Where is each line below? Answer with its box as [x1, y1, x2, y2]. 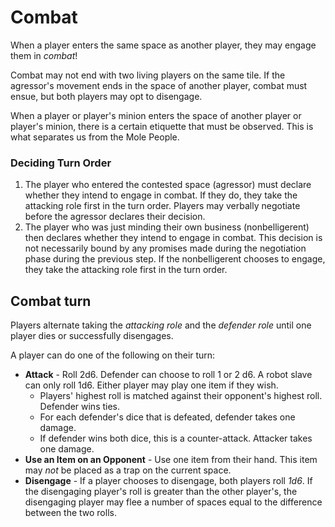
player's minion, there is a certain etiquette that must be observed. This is [10, 120, 314, 132]
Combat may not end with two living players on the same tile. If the [10, 69, 286, 81]
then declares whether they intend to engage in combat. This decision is [24, 232, 323, 244]
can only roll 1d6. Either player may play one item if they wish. [24, 379, 279, 391]
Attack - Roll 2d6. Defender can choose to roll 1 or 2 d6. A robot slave [24, 369, 313, 381]
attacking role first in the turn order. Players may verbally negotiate [24, 200, 301, 212]
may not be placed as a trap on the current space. [24, 464, 232, 476]
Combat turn [10, 292, 92, 310]
